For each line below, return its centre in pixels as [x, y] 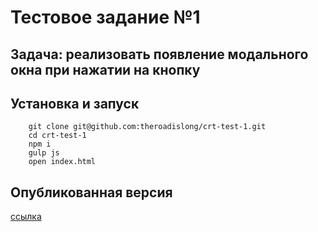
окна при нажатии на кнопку [105, 69]
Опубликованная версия [91, 192]
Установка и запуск [75, 103]
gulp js [44, 153]
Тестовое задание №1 [105, 17]
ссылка [26, 217]
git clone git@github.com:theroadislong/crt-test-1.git [147, 127]
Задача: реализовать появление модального [159, 54]
